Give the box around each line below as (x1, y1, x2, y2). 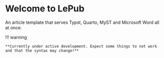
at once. (5, 24, 22, 30)
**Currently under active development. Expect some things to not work (5, 44, 157, 49)
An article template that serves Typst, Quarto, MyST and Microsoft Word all (5, 19, 160, 25)
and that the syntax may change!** (5, 48, 79, 53)
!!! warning (5, 34, 27, 40)
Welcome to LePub (5, 3, 85, 14)
